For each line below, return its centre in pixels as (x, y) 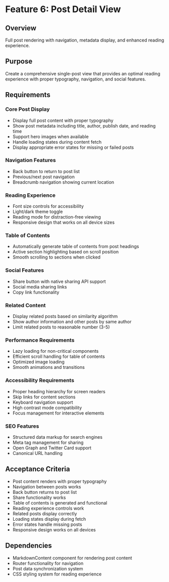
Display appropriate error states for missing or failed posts (73, 147)
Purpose (19, 61)
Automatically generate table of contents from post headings (76, 246)
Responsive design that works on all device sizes (64, 222)
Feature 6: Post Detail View (63, 9)
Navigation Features (31, 160)
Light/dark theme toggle (38, 212)
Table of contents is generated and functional (60, 503)
